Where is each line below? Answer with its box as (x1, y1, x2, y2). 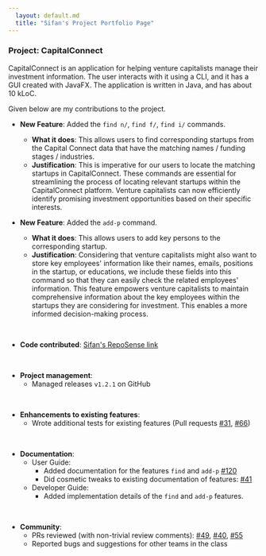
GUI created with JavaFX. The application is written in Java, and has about (8, 80, 253, 90)
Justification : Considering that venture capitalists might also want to (31, 249, 257, 259)
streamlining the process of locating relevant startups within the (31, 176, 241, 187)
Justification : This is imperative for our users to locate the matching (31, 160, 256, 169)
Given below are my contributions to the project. (8, 104, 167, 114)
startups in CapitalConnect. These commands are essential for (31, 168, 237, 178)
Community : (19, 522, 62, 531)
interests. (31, 202, 63, 211)
